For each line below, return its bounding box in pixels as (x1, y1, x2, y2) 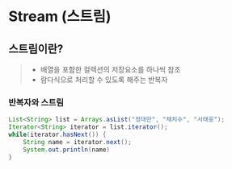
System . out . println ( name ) (23, 146, 111, 154)
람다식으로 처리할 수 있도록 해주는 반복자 (40, 75, 168, 84)
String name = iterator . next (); (23, 138, 132, 146)
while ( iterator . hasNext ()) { (8, 130, 107, 139)
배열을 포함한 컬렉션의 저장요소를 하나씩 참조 (40, 65, 181, 74)
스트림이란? (8, 42, 64, 56)
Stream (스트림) (8, 7, 112, 26)
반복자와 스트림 (8, 97, 65, 108)
